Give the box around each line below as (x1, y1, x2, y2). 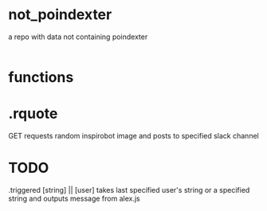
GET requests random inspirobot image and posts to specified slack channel (8, 131, 259, 141)
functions (8, 68, 74, 87)
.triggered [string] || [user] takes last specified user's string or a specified (8, 186, 250, 194)
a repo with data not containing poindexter (8, 32, 148, 41)
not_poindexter (8, 6, 112, 24)
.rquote (8, 105, 58, 123)
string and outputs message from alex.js (8, 193, 141, 203)
